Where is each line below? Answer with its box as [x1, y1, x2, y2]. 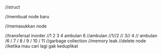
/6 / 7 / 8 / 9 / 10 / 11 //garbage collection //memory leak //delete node [5, 38, 146, 44]
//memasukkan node [5, 23, 47, 29]
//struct [5, 4, 21, 10]
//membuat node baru [5, 14, 50, 19]
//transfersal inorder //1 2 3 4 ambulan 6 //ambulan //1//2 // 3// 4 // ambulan [5, 33, 158, 38]
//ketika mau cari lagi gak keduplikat [5, 43, 79, 49]
